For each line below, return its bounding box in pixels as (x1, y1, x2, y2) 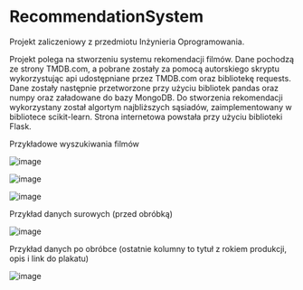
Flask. (9, 120, 32, 132)
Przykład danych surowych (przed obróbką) (9, 208, 174, 219)
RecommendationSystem (9, 6, 204, 27)
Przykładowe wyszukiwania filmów (9, 138, 140, 149)
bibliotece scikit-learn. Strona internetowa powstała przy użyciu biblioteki (9, 111, 283, 122)
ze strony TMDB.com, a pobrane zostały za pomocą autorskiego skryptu (9, 63, 280, 74)
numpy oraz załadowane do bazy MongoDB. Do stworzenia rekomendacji (9, 92, 283, 103)
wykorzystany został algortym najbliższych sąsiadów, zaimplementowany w (9, 101, 292, 112)
